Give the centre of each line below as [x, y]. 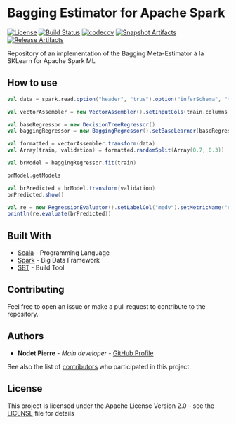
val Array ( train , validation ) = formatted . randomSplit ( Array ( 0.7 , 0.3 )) [116, 150]
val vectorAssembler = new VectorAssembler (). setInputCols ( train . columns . [119, 112]
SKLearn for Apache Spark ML [52, 60]
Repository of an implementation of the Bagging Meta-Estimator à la [106, 53]
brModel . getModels [34, 175]
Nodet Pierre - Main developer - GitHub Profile [85, 353]
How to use [32, 83]
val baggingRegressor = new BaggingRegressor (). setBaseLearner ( [103, 131]
